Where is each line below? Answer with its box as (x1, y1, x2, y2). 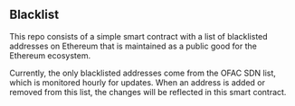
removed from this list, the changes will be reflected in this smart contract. (9, 86, 287, 97)
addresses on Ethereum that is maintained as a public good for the (9, 40, 258, 51)
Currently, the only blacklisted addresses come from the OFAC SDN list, (9, 67, 276, 78)
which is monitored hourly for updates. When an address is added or (9, 76, 265, 88)
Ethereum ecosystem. (9, 49, 91, 61)
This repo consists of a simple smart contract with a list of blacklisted (9, 31, 269, 41)
